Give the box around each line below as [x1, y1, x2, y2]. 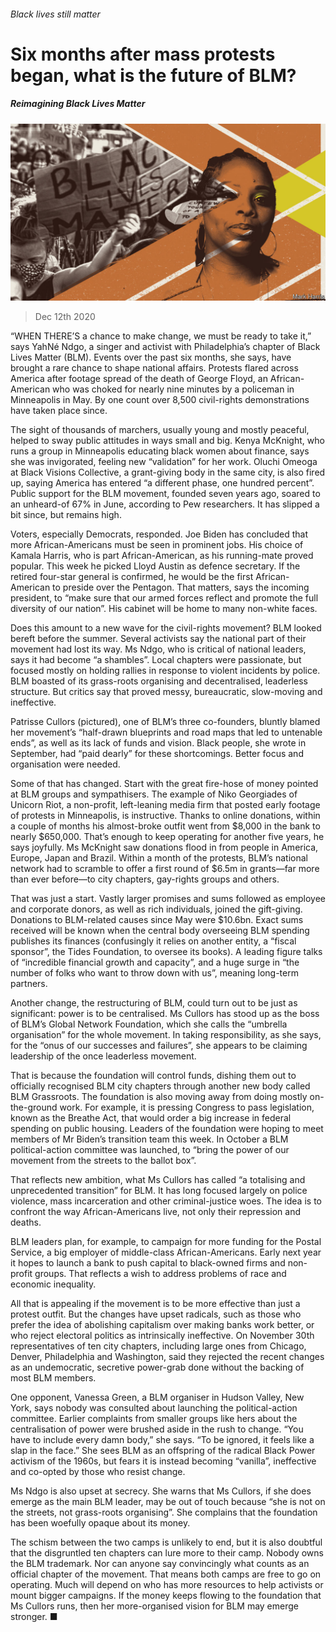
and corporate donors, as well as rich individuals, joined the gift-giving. [10, 903, 303, 915]
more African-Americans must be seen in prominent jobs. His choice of [10, 539, 304, 551]
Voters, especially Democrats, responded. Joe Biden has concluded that [10, 528, 309, 540]
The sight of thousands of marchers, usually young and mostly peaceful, [10, 424, 310, 436]
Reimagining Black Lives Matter [10, 98, 146, 110]
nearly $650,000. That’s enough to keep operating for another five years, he [10, 831, 325, 843]
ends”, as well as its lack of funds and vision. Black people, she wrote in [10, 737, 307, 749]
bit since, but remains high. [10, 509, 122, 521]
